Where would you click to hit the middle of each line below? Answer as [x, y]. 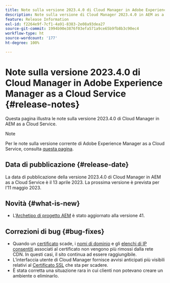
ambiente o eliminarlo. [36, 276]
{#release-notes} [42, 104]
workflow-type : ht [25, 33]
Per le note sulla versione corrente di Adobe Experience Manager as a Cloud [85, 143]
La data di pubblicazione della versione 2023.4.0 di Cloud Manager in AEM [83, 177]
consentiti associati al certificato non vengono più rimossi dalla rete [83, 249]
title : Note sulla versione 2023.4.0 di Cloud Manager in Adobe [74, 10]
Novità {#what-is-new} [42, 203]
